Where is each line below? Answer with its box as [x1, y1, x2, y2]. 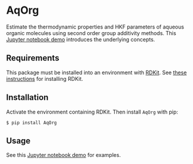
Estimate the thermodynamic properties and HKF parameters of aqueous [6, 23, 184, 30]
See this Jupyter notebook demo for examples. [6, 152, 121, 159]
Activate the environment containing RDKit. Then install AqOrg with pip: [6, 108, 178, 115]
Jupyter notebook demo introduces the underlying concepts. [6, 36, 156, 43]
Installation [6, 93, 49, 103]
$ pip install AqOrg [6, 119, 58, 125]
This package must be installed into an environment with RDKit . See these [6, 69, 187, 76]
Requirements [6, 53, 59, 63]
